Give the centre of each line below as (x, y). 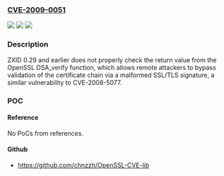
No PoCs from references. (45, 133)
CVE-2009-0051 (36, 10)
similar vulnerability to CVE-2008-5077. (65, 82)
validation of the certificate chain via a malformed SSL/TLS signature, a (111, 75)
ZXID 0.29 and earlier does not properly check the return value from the (112, 60)
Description (28, 45)
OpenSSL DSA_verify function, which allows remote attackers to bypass (112, 67)
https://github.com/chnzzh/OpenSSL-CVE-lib (83, 165)
